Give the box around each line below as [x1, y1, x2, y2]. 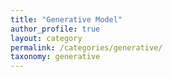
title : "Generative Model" [10, 14, 123, 25]
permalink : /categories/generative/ [10, 42, 163, 53]
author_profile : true [10, 24, 101, 34]
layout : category [10, 33, 83, 43]
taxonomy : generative [10, 52, 101, 62]
